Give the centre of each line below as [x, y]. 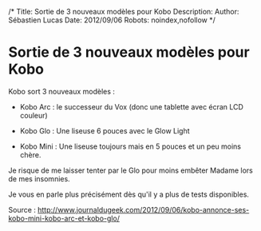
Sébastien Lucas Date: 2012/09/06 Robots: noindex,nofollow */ [112, 20]
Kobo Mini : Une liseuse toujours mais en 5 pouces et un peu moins [130, 146]
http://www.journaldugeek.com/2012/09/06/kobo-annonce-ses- [143, 209]
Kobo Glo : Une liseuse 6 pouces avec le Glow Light [105, 130]
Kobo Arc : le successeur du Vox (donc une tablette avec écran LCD [131, 106]
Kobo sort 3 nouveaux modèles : [62, 91]
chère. [30, 154]
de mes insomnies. [39, 178]
